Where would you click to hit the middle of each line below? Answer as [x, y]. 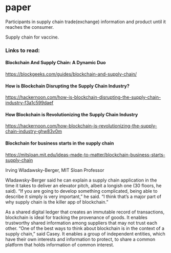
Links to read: [23, 50]
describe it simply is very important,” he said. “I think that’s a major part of [83, 196]
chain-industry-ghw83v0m [34, 131]
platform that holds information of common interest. [60, 245]
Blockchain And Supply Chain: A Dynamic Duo [56, 63]
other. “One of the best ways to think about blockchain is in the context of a [85, 228]
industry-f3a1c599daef [29, 103]
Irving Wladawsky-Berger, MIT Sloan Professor [55, 170]
